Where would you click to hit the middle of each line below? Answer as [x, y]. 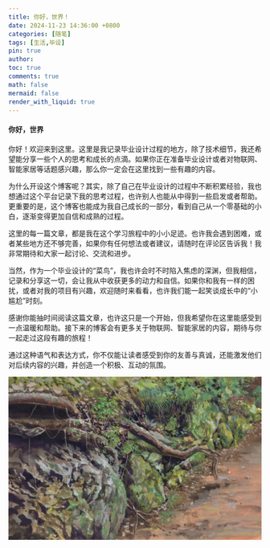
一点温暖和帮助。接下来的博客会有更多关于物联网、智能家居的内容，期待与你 [135, 327]
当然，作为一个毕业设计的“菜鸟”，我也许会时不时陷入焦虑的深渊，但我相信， [135, 270]
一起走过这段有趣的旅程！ [51, 337]
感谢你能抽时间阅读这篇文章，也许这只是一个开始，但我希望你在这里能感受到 [135, 317]
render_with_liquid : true [51, 102]
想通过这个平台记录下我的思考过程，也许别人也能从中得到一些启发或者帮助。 [135, 196]
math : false [28, 84]
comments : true [34, 76]
